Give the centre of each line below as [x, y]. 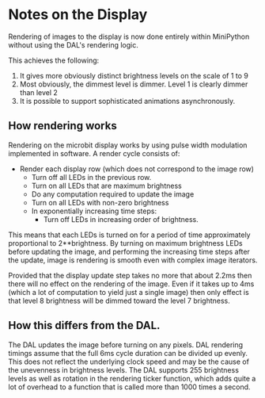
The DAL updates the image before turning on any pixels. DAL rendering [126, 344]
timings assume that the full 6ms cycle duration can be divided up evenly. [128, 353]
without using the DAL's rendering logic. [73, 44]
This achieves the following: [54, 60]
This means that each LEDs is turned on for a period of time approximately [129, 235]
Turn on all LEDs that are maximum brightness [106, 186]
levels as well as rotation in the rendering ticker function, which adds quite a [132, 378]
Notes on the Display [78, 15]
